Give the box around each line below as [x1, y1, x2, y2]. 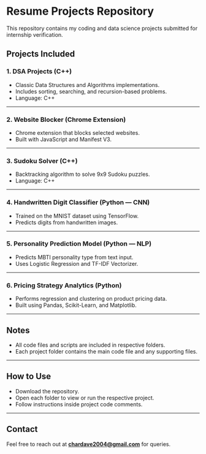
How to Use [6, 371, 51, 382]
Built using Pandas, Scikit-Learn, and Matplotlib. [15, 301, 137, 309]
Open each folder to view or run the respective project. [15, 394, 154, 401]
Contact [6, 424, 38, 434]
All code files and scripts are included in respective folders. [15, 341, 166, 349]
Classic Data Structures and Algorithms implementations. [15, 81, 160, 88]
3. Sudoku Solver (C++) [6, 156, 78, 165]
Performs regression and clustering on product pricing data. [15, 295, 167, 303]
